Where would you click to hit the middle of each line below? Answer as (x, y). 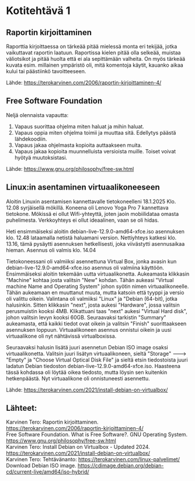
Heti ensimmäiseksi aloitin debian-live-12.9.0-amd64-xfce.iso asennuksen (95, 231)
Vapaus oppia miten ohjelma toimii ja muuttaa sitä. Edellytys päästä (95, 132)
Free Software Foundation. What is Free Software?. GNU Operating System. (97, 435)
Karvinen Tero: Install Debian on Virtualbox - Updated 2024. (78, 447)
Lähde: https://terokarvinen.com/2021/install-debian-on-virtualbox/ (87, 390)
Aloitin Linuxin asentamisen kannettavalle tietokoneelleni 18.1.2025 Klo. (91, 201)
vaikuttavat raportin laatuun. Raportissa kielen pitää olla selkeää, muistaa (93, 53)
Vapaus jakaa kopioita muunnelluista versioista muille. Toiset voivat (95, 151)
